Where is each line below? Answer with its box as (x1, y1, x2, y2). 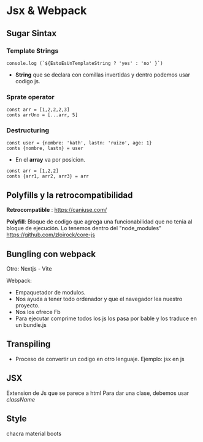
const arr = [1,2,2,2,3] (6, 107, 70, 113)
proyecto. (15, 302, 40, 309)
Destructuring (6, 126, 50, 135)
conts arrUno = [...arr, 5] (6, 112, 79, 118)
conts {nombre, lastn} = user (6, 145, 84, 152)
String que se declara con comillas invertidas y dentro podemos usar (15, 71, 190, 78)
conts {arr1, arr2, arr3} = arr (6, 173, 89, 179)
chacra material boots (6, 430, 62, 437)
